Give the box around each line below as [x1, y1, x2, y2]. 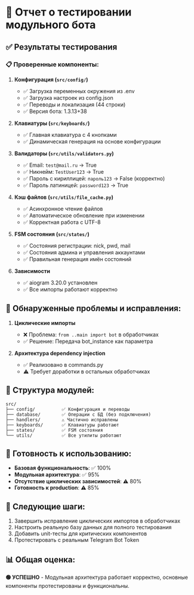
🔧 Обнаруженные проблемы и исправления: [5, 303, 181, 314]
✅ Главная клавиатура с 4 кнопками [23, 131, 117, 138]
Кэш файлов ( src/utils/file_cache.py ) [14, 194, 114, 201]
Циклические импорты [14, 319, 76, 326]
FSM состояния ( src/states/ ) [14, 230, 90, 238]
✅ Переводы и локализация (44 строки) [23, 101, 126, 108]
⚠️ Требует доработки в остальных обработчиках [23, 367, 150, 375]
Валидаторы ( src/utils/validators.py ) [14, 149, 114, 157]
